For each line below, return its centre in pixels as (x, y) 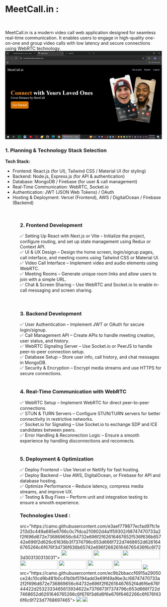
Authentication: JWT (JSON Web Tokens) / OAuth (63, 192)
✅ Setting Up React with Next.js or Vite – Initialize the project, (83, 236)
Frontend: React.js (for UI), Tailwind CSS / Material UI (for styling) (79, 171)
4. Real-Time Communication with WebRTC (73, 392)
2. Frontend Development (51, 225)
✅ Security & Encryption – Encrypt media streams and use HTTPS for (90, 368)
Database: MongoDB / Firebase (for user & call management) (75, 181)
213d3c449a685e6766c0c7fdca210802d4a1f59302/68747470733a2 (90, 531)
